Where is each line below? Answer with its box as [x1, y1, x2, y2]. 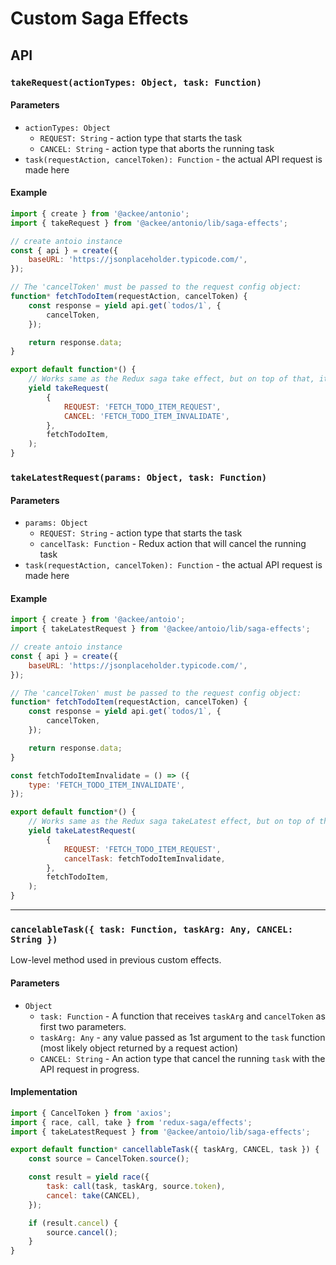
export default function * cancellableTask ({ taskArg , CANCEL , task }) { [10, 1145, 320, 1155]
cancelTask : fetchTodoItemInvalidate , [63, 853, 226, 864]
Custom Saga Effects [10, 7, 189, 30]
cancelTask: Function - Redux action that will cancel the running [39, 538, 307, 550]
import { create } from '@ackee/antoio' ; [10, 615, 186, 625]
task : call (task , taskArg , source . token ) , [46, 1182, 226, 1192]
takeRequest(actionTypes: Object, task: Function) [10, 77, 262, 88]
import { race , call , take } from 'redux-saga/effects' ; [10, 1117, 253, 1127]
